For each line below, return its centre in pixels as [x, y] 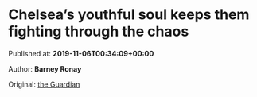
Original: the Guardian [44, 84]
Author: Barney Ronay [45, 68]
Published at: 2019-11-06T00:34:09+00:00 [81, 53]
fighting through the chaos [99, 31]
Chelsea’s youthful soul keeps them [129, 15]
